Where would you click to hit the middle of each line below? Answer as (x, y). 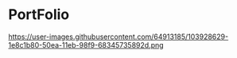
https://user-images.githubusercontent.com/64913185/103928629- (118, 37)
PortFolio (39, 15)
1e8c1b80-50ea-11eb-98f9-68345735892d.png (86, 44)
